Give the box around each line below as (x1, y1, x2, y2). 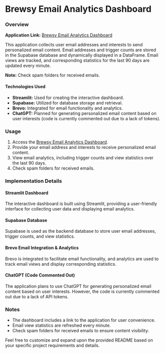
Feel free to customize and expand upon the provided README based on (5, 337, 154, 343)
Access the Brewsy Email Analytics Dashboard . (12, 139, 108, 145)
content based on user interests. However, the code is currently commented (5, 288, 160, 294)
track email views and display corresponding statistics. (5, 261, 117, 267)
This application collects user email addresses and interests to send (5, 42, 143, 48)
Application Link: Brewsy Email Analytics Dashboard (5, 32, 112, 38)
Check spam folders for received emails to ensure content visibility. (12, 328, 149, 334)
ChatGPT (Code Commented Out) (5, 272, 75, 278)
